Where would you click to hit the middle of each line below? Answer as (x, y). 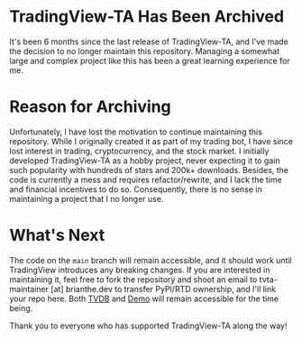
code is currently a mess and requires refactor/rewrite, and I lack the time (146, 179)
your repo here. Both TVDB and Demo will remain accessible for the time (144, 299)
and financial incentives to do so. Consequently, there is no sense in (136, 189)
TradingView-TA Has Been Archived (147, 17)
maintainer (29, 289)
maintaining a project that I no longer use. (87, 198)
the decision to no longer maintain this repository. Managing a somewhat (145, 51)
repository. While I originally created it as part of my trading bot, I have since (151, 141)
